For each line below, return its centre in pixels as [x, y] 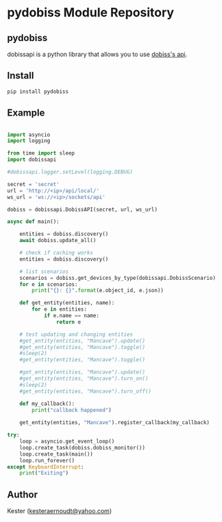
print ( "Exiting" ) [44, 473]
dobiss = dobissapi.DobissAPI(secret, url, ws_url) [82, 209]
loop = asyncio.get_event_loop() [67, 441]
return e [68, 322]
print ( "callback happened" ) [72, 410]
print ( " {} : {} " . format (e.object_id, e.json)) [98, 291]
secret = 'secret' [33, 184]
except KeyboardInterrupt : [46, 467]
